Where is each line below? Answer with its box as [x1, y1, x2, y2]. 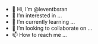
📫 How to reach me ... [11, 32, 67, 38]
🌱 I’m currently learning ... [11, 18, 75, 25]
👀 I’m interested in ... [11, 12, 62, 19]
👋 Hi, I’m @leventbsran [11, 6, 68, 12]
